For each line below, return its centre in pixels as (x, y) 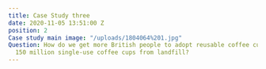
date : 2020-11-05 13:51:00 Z (56, 23)
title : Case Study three (49, 15)
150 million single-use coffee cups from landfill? (103, 52)
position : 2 (28, 30)
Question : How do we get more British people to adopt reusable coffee (129, 45)
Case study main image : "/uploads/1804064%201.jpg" (95, 38)
